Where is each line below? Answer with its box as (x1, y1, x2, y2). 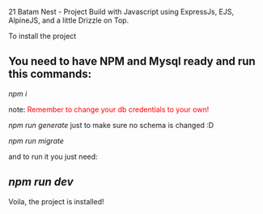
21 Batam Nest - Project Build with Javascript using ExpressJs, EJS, (8, 7, 235, 16)
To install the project (8, 32, 77, 41)
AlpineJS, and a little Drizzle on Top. (8, 15, 129, 25)
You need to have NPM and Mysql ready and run (8, 54, 257, 68)
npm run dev (8, 175, 74, 189)
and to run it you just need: (8, 152, 99, 161)
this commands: (8, 67, 92, 81)
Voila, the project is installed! (8, 196, 104, 206)
